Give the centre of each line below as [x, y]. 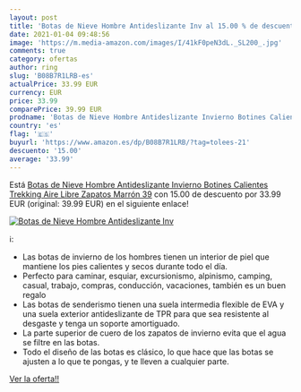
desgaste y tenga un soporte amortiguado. [101, 323]
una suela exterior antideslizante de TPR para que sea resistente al [146, 313]
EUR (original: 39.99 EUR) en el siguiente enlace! [99, 203]
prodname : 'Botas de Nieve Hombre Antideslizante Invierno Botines [138, 117]
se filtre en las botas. [61, 342]
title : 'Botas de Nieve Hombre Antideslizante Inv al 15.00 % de [133, 26]
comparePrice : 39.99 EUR [56, 109]
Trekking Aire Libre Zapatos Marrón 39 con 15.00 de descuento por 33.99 [145, 194]
